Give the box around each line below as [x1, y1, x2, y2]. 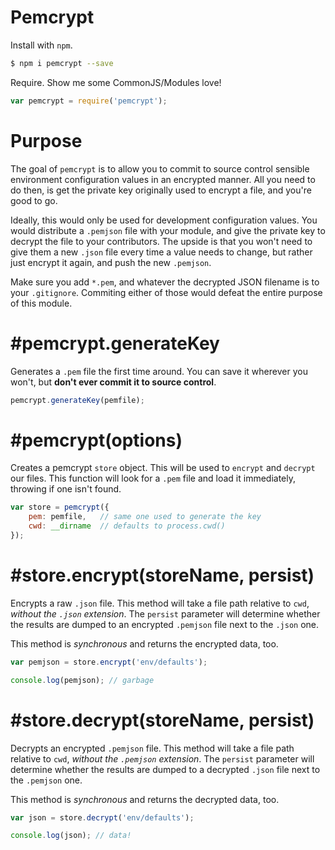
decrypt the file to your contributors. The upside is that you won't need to [10, 235, 313, 247]
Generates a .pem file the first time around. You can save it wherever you [10, 365, 308, 377]
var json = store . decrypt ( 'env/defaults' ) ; [10, 812, 195, 823]
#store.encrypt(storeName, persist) [10, 564, 315, 587]
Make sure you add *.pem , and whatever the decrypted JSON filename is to [10, 276, 320, 288]
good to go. [10, 194, 58, 206]
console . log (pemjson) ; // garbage [10, 675, 155, 685]
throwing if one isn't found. [10, 483, 122, 495]
